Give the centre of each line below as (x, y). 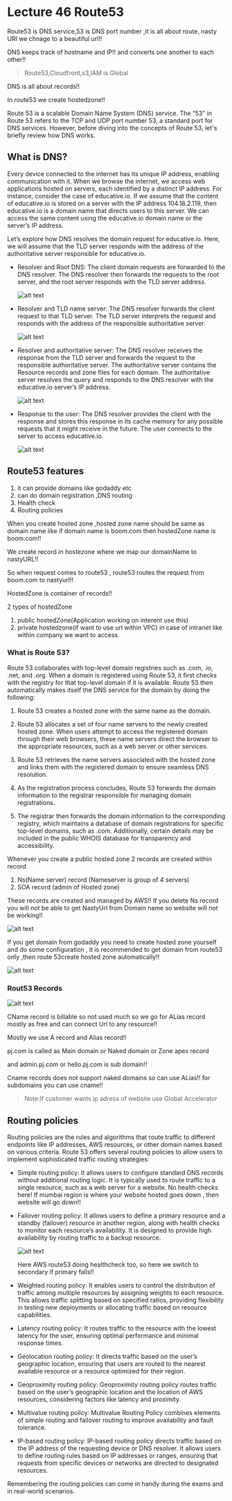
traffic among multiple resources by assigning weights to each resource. (121, 1292)
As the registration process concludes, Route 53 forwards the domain (116, 788)
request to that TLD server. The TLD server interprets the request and (116, 315)
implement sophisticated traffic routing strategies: (79, 1159)
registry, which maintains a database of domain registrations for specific (120, 823)
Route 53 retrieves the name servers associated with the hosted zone (116, 759)
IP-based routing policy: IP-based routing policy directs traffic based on (119, 1441)
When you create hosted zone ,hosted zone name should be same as (106, 523)
